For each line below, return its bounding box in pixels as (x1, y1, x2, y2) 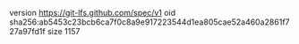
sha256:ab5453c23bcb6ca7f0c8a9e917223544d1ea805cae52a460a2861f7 (9, 17, 290, 27)
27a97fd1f (9, 26, 47, 36)
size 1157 (47, 26, 81, 36)
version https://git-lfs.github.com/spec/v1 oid (9, 8, 176, 18)
